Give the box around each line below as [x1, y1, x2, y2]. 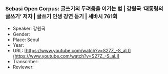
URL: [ [12, 48, 27, 54]
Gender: [12, 31, 30, 38]
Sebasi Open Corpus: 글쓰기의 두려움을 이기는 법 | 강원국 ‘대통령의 [5, 5, 163, 12]
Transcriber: [12, 59, 39, 65]
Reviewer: [12, 64, 34, 70]
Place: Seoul [12, 36, 39, 43]
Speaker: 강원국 [12, 25, 46, 32]
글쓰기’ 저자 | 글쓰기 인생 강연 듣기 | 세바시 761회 [5, 12, 118, 20]
